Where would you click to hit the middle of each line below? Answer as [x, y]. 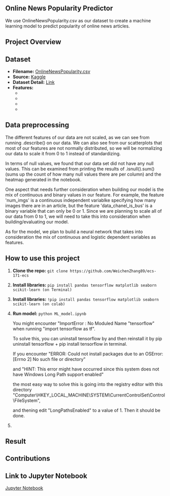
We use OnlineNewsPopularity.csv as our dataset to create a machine [78, 20]
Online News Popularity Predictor [59, 8]
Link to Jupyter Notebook [46, 476]
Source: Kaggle [29, 77]
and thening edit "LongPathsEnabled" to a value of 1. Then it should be [87, 410]
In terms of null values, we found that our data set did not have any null [79, 163]
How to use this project [43, 258]
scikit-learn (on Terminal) [42, 290]
